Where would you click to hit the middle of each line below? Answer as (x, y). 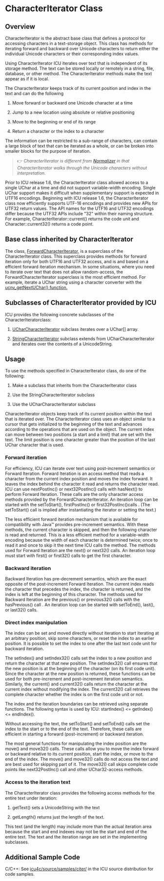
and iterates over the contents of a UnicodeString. (62, 344)
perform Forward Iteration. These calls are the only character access (74, 494)
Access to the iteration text (38, 782)
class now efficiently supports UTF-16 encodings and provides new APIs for (82, 203)
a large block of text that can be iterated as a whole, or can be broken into (79, 146)
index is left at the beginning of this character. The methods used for (74, 594)
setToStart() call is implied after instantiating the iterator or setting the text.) (81, 510)
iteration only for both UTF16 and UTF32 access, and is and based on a (77, 261)
